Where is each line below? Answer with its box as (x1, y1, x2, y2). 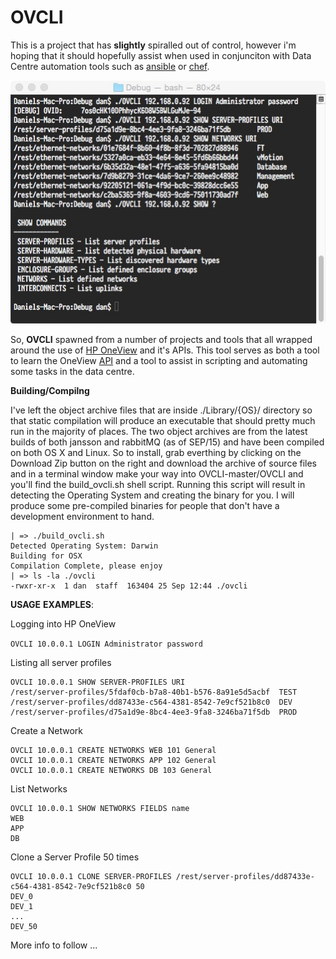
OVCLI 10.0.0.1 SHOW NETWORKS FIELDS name (10, 804, 190, 814)
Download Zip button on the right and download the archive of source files (10, 457, 318, 470)
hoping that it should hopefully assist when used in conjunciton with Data (10, 49, 312, 61)
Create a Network (10, 725, 84, 737)
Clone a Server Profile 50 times (10, 851, 140, 863)
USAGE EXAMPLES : (10, 599, 95, 611)
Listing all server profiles (10, 657, 112, 669)
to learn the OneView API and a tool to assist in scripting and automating (10, 355, 308, 367)
